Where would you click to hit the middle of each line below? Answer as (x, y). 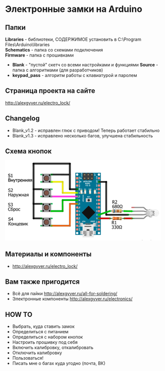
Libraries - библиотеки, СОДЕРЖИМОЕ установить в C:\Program (73, 39)
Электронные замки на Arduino (74, 9)
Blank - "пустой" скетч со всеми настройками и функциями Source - (85, 65)
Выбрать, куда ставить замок (43, 326)
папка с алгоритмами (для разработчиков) (58, 70)
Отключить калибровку (37, 353)
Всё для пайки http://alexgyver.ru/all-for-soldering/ (65, 294)
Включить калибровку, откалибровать (53, 348)
